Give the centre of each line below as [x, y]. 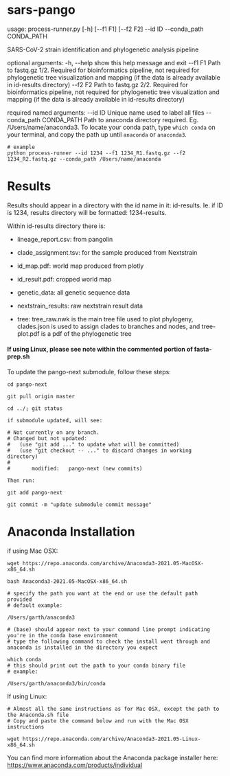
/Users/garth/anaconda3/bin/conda [57, 684]
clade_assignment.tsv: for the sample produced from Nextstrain [107, 252]
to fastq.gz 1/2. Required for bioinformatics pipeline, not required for [103, 70]
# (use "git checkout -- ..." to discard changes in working [100, 451]
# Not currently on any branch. [53, 433]
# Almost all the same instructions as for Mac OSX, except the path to [113, 709]
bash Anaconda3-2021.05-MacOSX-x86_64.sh [67, 582]
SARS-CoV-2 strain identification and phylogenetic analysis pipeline [103, 49]
